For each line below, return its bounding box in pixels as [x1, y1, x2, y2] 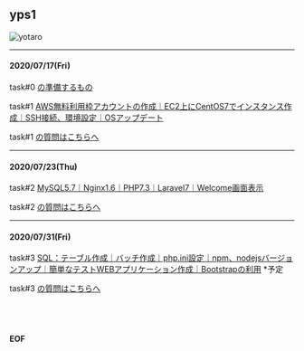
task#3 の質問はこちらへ [9, 283, 101, 294]
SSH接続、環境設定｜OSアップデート [24, 112, 165, 123]
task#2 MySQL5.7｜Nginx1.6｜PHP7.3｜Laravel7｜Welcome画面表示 [9, 183, 264, 194]
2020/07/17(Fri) [9, 61, 71, 71]
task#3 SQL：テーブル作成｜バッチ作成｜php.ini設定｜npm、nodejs [9, 252, 262, 263]
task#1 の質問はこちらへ [9, 131, 100, 143]
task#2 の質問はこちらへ [9, 202, 101, 213]
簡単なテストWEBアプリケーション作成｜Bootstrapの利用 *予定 [48, 264, 284, 275]
